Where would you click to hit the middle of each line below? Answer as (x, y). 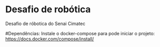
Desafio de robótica (48, 9)
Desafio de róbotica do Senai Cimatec (45, 24)
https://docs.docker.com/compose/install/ (50, 39)
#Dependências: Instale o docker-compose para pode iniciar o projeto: (80, 33)
